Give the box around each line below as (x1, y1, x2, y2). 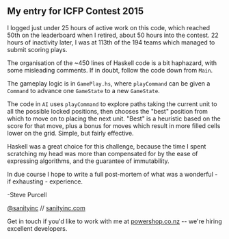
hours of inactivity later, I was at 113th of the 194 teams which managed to (7, 38, 215, 47)
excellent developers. (7, 224, 68, 232)
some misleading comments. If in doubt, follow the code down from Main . (7, 66, 213, 74)
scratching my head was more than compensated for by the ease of (7, 149, 198, 158)
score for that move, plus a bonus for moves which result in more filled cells (7, 121, 221, 129)
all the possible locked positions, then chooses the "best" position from (7, 107, 208, 115)
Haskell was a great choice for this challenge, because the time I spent (7, 142, 206, 150)
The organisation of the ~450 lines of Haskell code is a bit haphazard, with (7, 58, 217, 67)
